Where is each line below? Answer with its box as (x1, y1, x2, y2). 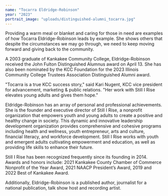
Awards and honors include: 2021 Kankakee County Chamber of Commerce (5, 159, 162, 165)
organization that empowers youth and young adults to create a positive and (5, 112, 163, 118)
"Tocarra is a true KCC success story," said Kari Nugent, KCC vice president (5, 81, 162, 87)
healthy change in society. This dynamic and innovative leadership (5, 118, 143, 124)
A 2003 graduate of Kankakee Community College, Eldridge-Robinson (5, 56, 150, 62)
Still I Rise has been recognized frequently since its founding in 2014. (5, 154, 148, 160)
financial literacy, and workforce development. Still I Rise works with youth (5, 133, 159, 140)
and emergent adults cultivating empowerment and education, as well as (5, 139, 155, 145)
